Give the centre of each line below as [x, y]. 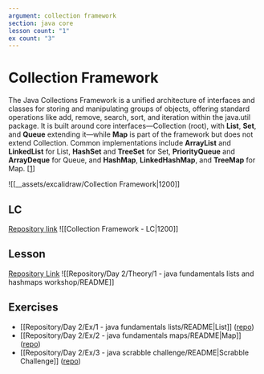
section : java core [41, 23]
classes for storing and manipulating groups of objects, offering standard [129, 109]
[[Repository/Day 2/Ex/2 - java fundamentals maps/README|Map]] [131, 335]
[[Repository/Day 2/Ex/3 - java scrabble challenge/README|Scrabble [134, 352]
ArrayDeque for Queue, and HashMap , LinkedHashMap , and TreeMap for [132, 160]
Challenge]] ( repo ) [51, 361]
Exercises [33, 308]
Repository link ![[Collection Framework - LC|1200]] [93, 229]
